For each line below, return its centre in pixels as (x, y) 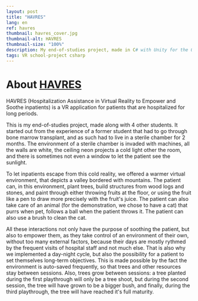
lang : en (17, 22)
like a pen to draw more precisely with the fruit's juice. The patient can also (97, 199)
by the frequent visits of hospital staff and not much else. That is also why (96, 247)
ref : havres (21, 28)
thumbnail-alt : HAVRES (34, 39)
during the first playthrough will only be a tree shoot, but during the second (97, 279)
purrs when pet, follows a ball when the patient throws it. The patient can (95, 211)
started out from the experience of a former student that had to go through (97, 131)
